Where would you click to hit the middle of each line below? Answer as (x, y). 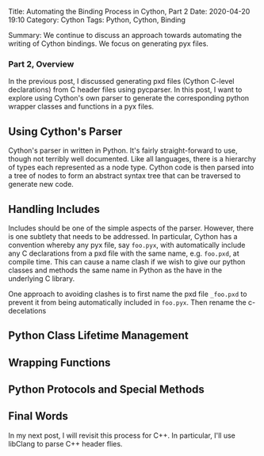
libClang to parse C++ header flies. (65, 443)
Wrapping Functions (59, 362)
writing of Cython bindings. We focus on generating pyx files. (108, 44)
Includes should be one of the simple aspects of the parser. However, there (131, 228)
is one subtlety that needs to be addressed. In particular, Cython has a (123, 236)
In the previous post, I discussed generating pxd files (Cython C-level (121, 82)
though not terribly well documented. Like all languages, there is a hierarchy (132, 159)
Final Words (38, 416)
